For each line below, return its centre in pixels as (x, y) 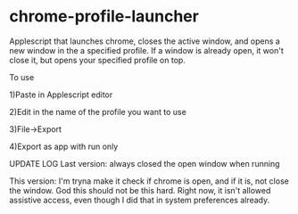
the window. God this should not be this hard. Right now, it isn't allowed (140, 190)
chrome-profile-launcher (104, 16)
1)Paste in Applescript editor (61, 95)
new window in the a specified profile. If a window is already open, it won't (146, 50)
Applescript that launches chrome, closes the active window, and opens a (145, 41)
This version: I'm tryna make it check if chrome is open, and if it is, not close (149, 181)
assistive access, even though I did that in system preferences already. (140, 200)
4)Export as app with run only (64, 146)
